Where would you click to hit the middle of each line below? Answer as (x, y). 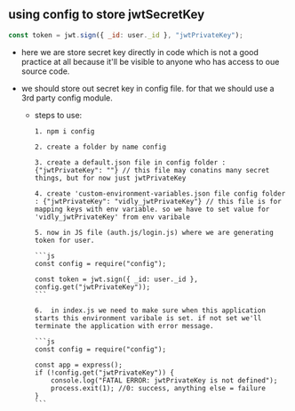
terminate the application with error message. (124, 326)
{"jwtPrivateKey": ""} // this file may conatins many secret (152, 170)
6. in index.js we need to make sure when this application (150, 310)
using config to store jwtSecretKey (107, 15)
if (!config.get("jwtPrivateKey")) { (104, 373)
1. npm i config (64, 131)
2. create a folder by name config (100, 147)
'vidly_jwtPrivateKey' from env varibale (112, 217)
